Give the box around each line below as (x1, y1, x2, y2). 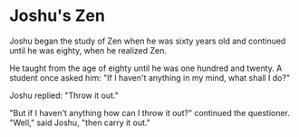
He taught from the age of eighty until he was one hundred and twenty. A (9, 63, 283, 73)
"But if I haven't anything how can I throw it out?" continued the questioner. (9, 107, 290, 118)
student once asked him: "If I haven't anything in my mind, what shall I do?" (9, 72, 291, 83)
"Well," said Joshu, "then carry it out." (9, 117, 151, 128)
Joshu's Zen (9, 5, 106, 26)
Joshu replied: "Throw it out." (9, 90, 120, 101)
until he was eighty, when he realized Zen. (9, 44, 168, 55)
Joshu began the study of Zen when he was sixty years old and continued (9, 35, 286, 46)
